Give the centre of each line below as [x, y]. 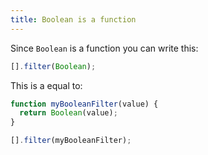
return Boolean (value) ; [68, 113]
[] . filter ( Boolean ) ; [53, 66]
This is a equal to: [46, 85]
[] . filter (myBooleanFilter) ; [71, 141]
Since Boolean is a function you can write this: [104, 48]
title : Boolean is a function [73, 19]
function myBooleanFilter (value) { [84, 104]
